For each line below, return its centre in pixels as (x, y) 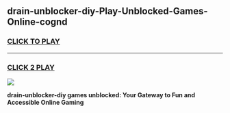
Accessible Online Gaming (46, 102)
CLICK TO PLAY (34, 42)
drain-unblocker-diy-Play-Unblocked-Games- (107, 11)
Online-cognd (37, 22)
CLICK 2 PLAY (31, 67)
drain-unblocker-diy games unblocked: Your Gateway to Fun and (101, 95)
